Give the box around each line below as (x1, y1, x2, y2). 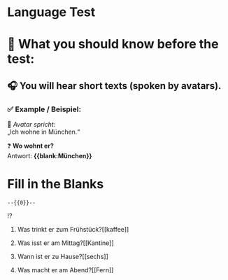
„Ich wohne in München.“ (7, 127, 80, 136)
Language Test (7, 4, 96, 20)
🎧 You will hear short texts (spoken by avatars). (7, 80, 222, 92)
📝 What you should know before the (7, 36, 219, 52)
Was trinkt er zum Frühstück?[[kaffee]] (17, 225, 129, 233)
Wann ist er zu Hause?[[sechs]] (17, 253, 108, 260)
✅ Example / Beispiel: (7, 104, 82, 114)
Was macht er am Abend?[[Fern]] (17, 266, 114, 274)
